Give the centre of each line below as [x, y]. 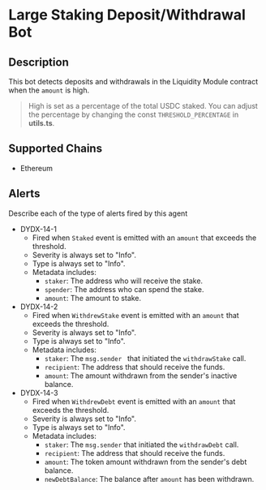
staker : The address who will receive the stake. [124, 281]
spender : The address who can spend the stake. [124, 289]
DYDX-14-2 [39, 307]
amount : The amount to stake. [93, 298]
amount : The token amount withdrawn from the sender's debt [146, 462]
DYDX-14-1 [38, 229]
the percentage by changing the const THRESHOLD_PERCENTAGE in [133, 114]
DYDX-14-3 [39, 393]
